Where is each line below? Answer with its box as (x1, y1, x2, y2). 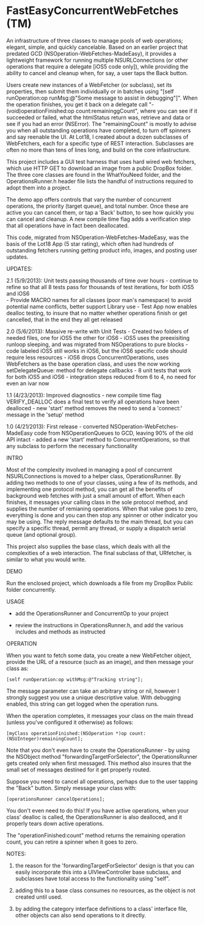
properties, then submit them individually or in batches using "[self (6, 87, 174, 95)
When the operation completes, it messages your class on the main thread (6, 712, 194, 719)
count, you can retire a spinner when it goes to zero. (6, 838, 138, 846)
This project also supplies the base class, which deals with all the (6, 542, 171, 550)
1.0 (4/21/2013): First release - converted (6, 422, 109, 430)
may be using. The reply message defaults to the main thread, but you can (6, 518, 194, 525)
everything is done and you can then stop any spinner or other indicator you (6, 511, 198, 518)
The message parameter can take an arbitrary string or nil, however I (6, 687, 180, 695)
